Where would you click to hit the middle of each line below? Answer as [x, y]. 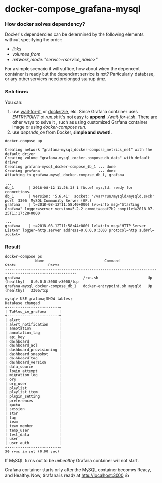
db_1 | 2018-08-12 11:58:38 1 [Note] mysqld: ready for [69, 187]
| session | [33, 409]
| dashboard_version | [33, 363]
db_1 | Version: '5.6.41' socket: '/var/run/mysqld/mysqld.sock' [80, 196]
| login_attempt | [33, 371]
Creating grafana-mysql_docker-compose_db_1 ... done [60, 166]
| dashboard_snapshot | [33, 354]
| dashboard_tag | [33, 358]
